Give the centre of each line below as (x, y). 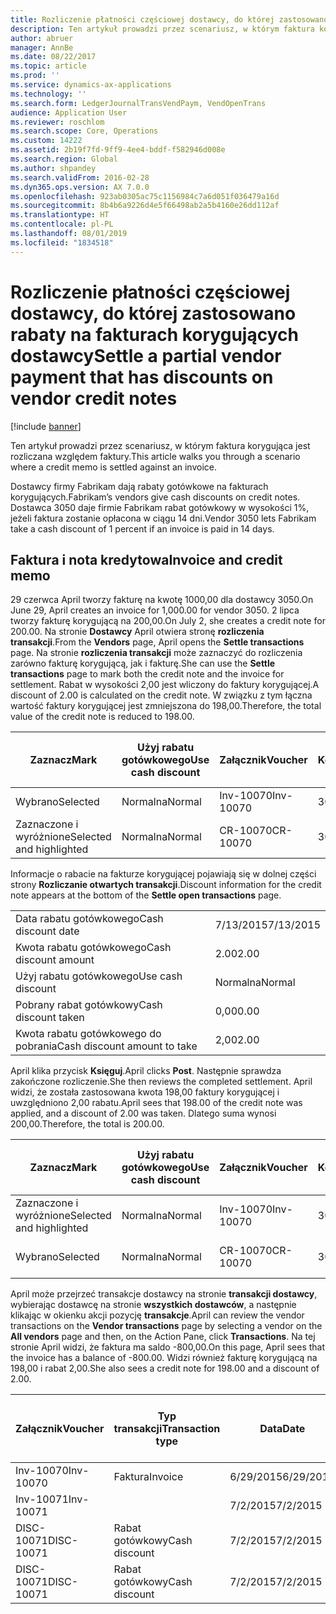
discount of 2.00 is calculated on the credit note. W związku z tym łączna (161, 695)
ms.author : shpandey (53, 168)
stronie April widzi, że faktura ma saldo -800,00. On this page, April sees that (168, 1347)
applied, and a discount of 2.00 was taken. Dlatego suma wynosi (143, 1113)
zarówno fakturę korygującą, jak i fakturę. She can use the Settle (143, 663)
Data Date (282, 1429)
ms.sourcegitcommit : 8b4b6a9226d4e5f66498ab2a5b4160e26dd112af (145, 206)
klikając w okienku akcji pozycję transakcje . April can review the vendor (157, 1315)
